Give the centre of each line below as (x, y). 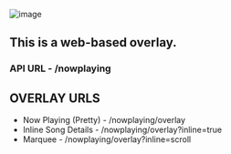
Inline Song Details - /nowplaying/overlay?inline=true (122, 130)
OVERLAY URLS (55, 98)
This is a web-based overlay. (93, 42)
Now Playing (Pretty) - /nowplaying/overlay (104, 120)
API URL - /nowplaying (60, 68)
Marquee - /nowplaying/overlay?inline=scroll (107, 139)
